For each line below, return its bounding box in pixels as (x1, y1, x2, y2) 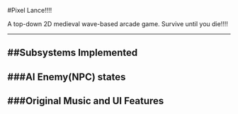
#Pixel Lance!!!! (7, 6, 52, 14)
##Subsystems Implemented (7, 47, 138, 59)
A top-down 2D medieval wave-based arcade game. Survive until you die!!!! (7, 20, 229, 28)
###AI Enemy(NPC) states (7, 71, 126, 83)
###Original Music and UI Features (7, 95, 164, 107)
